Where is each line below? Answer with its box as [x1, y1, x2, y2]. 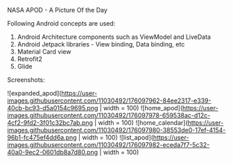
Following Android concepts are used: [7, 19, 116, 27]
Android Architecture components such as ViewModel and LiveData [17, 33, 212, 41]
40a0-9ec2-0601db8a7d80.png [7, 148, 98, 156]
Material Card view [17, 48, 71, 55]
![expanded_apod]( [7, 89, 62, 97]
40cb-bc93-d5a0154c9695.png [7, 104, 98, 112]
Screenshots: [7, 76, 45, 84]
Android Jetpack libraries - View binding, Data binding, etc [17, 40, 185, 48]
